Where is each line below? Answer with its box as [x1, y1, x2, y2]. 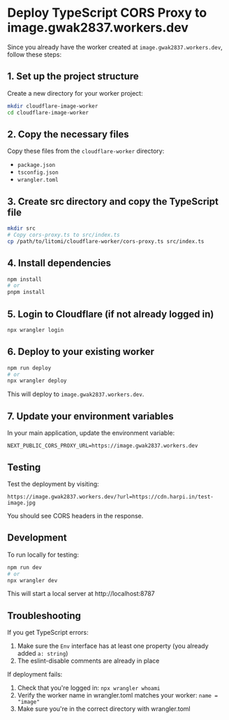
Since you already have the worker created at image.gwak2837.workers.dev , [7, 43, 223, 51]
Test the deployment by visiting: [7, 480, 99, 488]
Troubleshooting [7, 610, 82, 622]
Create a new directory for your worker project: [7, 89, 143, 97]
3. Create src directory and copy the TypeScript [7, 196, 219, 207]
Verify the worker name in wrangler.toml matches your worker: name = [17, 691, 219, 700]
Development [7, 532, 68, 544]
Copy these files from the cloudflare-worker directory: [7, 147, 165, 155]
